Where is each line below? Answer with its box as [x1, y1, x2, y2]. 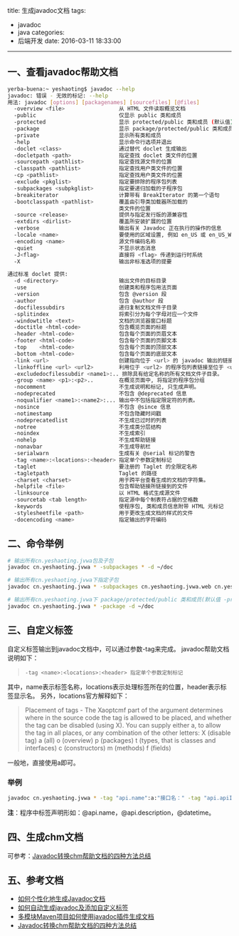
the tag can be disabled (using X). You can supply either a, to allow [24, 721, 222, 729]
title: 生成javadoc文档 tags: [7, 6, 87, 14]
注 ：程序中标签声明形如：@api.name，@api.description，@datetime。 [7, 808, 216, 817]
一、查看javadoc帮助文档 [7, 66, 119, 78]
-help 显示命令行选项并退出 [14, 138, 172, 146]
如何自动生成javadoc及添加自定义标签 [17, 903, 129, 912]
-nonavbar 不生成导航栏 [14, 443, 151, 451]
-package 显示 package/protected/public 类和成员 [14, 126, 234, 133]
